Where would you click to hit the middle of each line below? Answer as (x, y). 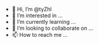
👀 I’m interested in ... (37, 15)
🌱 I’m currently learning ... (44, 22)
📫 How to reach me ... (40, 35)
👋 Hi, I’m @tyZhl (32, 9)
